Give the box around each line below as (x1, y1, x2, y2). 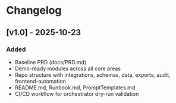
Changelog (6, 4, 62, 17)
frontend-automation (14, 77, 67, 85)
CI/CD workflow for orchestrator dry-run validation (14, 90, 139, 97)
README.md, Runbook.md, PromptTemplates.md (14, 84, 136, 91)
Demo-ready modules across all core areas (14, 65, 121, 72)
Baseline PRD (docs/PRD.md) (14, 58, 87, 65)
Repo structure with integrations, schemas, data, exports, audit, (14, 71, 171, 78)
